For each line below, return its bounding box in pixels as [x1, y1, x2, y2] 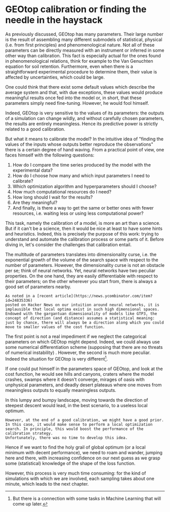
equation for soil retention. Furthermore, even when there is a [5, 63, 133, 69]
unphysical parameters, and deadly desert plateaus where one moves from [5, 381, 162, 388]
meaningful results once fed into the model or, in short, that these [5, 95, 142, 101]
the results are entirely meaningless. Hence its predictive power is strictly [5, 121, 158, 127]
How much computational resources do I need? [12, 188, 112, 194]
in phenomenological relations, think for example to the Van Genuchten [5, 58, 153, 64]
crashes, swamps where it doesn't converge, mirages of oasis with [5, 376, 145, 382]
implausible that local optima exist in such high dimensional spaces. [5, 306, 159, 312]
